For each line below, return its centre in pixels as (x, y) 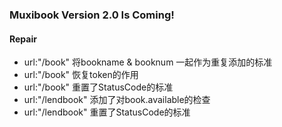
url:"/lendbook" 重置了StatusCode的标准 (107, 112)
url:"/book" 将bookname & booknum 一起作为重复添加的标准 (148, 62)
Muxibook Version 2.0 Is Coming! (92, 15)
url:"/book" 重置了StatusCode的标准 (98, 87)
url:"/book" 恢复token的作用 (81, 75)
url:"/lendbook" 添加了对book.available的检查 (117, 100)
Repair (23, 39)
